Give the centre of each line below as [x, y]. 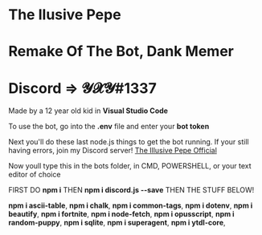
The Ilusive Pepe [65, 15]
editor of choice [35, 175]
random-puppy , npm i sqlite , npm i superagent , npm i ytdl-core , [117, 223]
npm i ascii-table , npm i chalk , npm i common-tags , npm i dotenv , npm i [131, 205]
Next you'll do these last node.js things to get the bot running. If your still [129, 142]
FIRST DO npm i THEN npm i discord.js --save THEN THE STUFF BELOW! [131, 190]
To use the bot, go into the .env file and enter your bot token [109, 127]
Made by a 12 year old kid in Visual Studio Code [88, 111]
